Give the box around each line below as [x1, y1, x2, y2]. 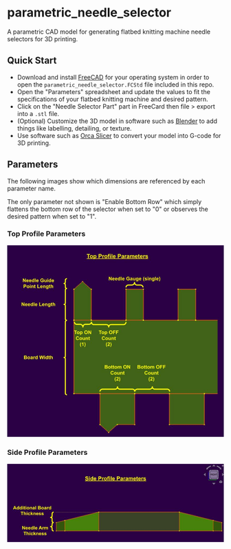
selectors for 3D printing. [7, 34, 78, 43]
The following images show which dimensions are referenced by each [7, 177, 206, 185]
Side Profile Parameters [7, 448, 88, 458]
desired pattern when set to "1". [7, 212, 97, 221]
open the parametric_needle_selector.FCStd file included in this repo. [16, 80, 214, 89]
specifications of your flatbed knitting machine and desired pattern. [16, 95, 208, 103]
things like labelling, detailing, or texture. [16, 124, 132, 132]
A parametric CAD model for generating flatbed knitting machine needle [7, 27, 211, 36]
